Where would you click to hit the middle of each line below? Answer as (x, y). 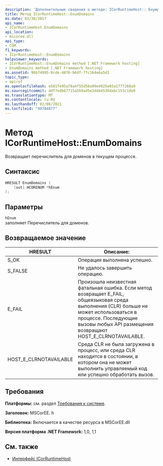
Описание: (117, 252)
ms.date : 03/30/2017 (26, 18)
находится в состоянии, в (108, 356)
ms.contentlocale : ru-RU (30, 100)
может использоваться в (107, 312)
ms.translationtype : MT (29, 95)
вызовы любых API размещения (116, 324)
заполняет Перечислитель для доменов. (47, 223)
